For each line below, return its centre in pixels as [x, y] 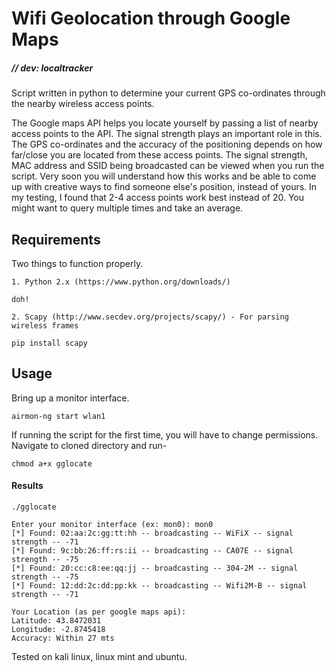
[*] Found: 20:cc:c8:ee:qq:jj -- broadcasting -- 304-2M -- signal [155, 568]
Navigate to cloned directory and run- [89, 445]
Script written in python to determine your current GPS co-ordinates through [168, 93]
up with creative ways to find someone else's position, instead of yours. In [164, 187]
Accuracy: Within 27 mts [63, 638]
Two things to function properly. [77, 263]
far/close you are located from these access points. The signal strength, [159, 155]
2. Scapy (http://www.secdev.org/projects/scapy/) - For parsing [150, 317]
